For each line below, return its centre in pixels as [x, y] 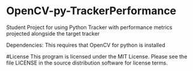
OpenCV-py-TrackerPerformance [91, 11]
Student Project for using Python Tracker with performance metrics [89, 27]
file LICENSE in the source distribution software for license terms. [87, 63]
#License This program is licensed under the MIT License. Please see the [97, 56]
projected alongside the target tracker [53, 33]
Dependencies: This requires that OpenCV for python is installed [86, 45]
